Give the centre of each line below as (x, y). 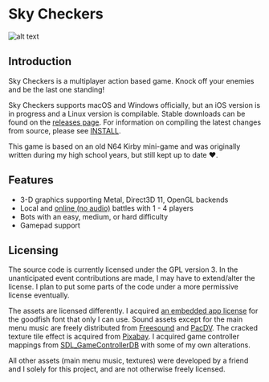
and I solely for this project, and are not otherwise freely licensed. (117, 369)
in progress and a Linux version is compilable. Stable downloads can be (127, 113)
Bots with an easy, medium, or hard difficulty (94, 216)
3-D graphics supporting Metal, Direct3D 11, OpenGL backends (124, 199)
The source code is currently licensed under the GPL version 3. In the (123, 269)
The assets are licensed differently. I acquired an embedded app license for (133, 311)
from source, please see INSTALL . (65, 130)
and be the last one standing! (57, 89)
